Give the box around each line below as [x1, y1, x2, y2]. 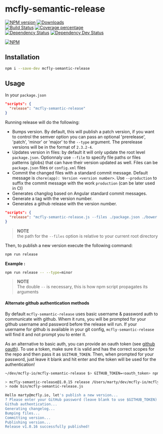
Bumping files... [5, 411, 40, 416]
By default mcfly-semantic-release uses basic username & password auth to [5, 311, 158, 317]
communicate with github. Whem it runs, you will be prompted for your [5, 316, 147, 322]
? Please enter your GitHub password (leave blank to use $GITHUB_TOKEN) [5, 397, 158, 403]
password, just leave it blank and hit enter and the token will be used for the [5, 356, 156, 362]
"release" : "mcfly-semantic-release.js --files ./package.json [9, 215, 140, 219]
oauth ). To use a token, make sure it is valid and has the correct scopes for [5, 346, 154, 352]
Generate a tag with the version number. [12, 196, 93, 201]
